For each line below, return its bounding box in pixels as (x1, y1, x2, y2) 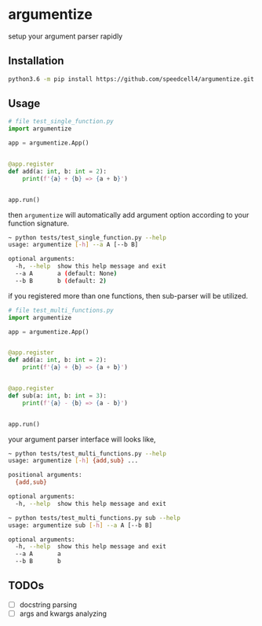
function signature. (8, 218, 69, 228)
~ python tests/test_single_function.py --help (8, 233, 167, 241)
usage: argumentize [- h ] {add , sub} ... (8, 457, 139, 465)
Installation (8, 54, 64, 68)
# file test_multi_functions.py (8, 306, 114, 314)
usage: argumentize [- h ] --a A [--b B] (8, 241, 139, 249)
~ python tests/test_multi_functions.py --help (8, 449, 167, 457)
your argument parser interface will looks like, (8, 434, 156, 444)
